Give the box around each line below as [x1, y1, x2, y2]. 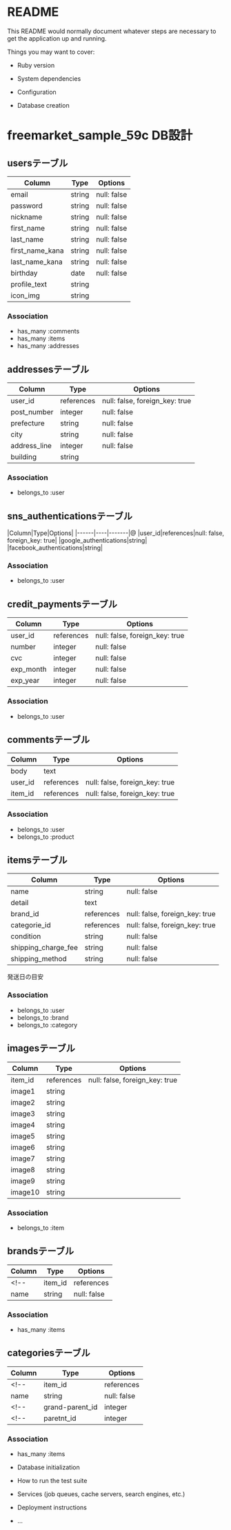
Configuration [17, 88, 57, 96]
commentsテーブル [7, 733, 90, 746]
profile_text [10, 279, 47, 289]
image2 [10, 1097, 36, 1107]
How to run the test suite [17, 1477, 88, 1485]
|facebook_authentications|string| [7, 543, 103, 552]
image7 [10, 1154, 36, 1163]
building [10, 452, 37, 462]
